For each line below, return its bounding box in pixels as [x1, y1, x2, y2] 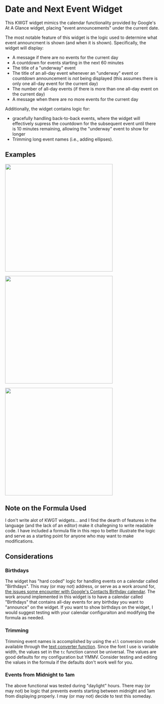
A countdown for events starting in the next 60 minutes [12, 60, 124, 65]
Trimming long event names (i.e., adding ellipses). [12, 136, 113, 142]
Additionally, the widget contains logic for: [5, 106, 90, 112]
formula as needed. [5, 615, 45, 621]
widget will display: [5, 45, 44, 51]
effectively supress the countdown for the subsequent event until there [12, 121, 156, 126]
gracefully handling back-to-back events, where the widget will [12, 115, 140, 121]
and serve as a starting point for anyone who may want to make [5, 533, 134, 539]
